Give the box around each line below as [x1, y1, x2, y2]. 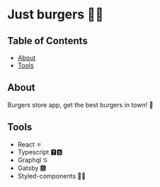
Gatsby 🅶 [17, 164, 47, 172]
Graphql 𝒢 [17, 156, 48, 164]
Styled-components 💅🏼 [17, 171, 86, 180]
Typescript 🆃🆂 [17, 147, 63, 156]
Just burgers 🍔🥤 [7, 6, 104, 23]
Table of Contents [7, 35, 88, 47]
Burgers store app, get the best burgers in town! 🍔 [7, 100, 154, 109]
